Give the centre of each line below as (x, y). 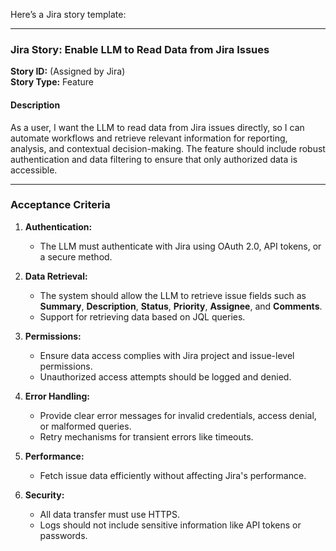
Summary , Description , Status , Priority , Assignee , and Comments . (181, 306)
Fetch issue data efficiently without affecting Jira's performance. (173, 475)
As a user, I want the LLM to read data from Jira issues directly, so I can (157, 127)
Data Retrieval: (56, 276)
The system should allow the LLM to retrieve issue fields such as (173, 295)
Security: (44, 495)
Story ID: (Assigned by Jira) (68, 71)
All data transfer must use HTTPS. (110, 514)
